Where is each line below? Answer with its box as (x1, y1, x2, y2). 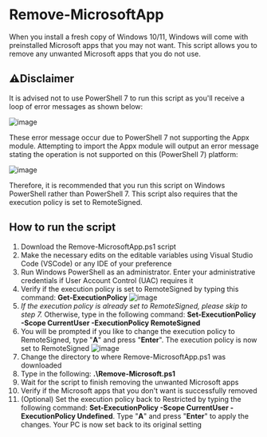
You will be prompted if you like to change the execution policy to (20, 326, 236, 336)
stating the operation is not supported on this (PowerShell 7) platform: (9, 149, 238, 159)
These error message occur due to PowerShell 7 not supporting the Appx (9, 132, 249, 142)
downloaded (20, 360, 62, 370)
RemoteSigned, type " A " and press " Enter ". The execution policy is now (20, 335, 257, 344)
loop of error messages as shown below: (9, 101, 143, 111)
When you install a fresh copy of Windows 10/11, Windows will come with (9, 32, 249, 41)
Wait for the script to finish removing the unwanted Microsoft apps (20, 377, 239, 387)
